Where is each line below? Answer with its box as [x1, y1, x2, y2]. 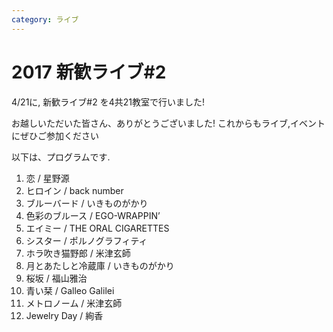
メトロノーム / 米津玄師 [25, 297, 123, 309]
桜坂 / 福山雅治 [25, 272, 88, 284]
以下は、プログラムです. [11, 151, 111, 163]
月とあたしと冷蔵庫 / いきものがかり [25, 259, 175, 271]
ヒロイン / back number [25, 184, 124, 196]
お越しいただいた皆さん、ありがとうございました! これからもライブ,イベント [11, 117, 326, 129]
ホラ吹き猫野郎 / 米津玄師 [25, 247, 131, 259]
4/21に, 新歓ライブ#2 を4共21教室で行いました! [11, 96, 205, 108]
